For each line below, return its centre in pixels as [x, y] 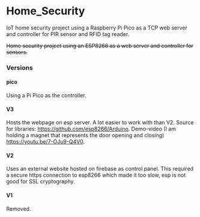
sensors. [17, 52]
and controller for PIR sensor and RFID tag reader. [68, 34]
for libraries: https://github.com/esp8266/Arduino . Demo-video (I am [91, 129]
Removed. [19, 209]
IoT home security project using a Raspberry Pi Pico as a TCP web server [97, 28]
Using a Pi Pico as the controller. [46, 96]
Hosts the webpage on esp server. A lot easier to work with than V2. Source [100, 123]
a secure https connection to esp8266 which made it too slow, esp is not [96, 175]
